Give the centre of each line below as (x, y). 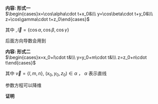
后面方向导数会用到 (26, 41)
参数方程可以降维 (23, 85)
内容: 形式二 (18, 51)
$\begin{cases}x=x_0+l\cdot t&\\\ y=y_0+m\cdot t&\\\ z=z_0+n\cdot (76, 57)
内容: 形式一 (18, 8)
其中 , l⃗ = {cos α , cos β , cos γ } (37, 30)
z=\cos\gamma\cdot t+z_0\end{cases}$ (48, 19)
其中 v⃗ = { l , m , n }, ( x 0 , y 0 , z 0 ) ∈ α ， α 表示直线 (56, 74)
